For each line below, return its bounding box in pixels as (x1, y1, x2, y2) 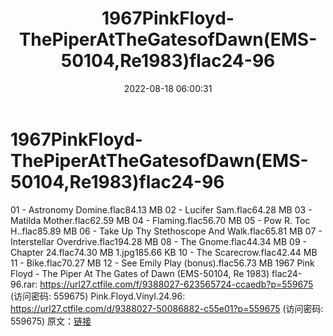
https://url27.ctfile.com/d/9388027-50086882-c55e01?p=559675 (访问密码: (10, 302, 324, 314)
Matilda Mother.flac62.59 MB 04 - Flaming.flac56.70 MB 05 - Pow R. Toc (10, 214, 311, 226)
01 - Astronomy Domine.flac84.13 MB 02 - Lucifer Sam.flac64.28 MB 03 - (10, 203, 313, 216)
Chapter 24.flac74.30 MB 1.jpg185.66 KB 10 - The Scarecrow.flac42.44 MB (10, 246, 318, 258)
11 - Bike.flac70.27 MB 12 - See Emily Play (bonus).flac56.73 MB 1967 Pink (10, 257, 315, 269)
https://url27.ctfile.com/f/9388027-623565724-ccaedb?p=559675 (39, 278, 314, 290)
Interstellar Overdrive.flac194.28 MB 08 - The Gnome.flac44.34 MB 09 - (10, 235, 307, 247)
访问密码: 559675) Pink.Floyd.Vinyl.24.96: (13, 290, 186, 302)
